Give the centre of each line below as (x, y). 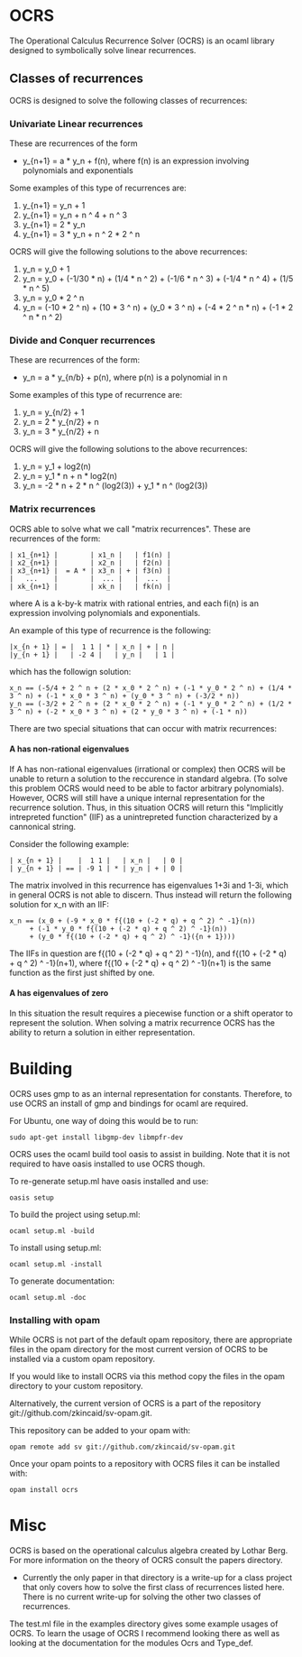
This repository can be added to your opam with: (100, 1431)
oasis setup (32, 1197)
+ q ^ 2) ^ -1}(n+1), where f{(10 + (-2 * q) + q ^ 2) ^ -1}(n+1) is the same (141, 962)
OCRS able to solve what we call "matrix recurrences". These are (130, 529)
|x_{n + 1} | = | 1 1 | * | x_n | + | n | (92, 647)
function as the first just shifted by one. (82, 972)
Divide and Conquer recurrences (82, 340)
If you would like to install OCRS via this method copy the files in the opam (147, 1376)
